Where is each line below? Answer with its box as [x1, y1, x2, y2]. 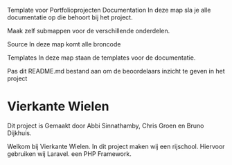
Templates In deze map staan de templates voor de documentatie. [7, 53, 196, 62]
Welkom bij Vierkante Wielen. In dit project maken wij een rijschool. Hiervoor [7, 142, 225, 150]
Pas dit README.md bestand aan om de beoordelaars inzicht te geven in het [7, 67, 225, 75]
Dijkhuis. [7, 128, 32, 137]
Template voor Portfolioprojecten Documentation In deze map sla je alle [7, 6, 211, 14]
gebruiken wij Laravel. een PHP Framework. [7, 149, 132, 158]
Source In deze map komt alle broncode [7, 40, 121, 48]
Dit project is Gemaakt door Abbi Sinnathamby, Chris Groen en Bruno [7, 121, 204, 130]
